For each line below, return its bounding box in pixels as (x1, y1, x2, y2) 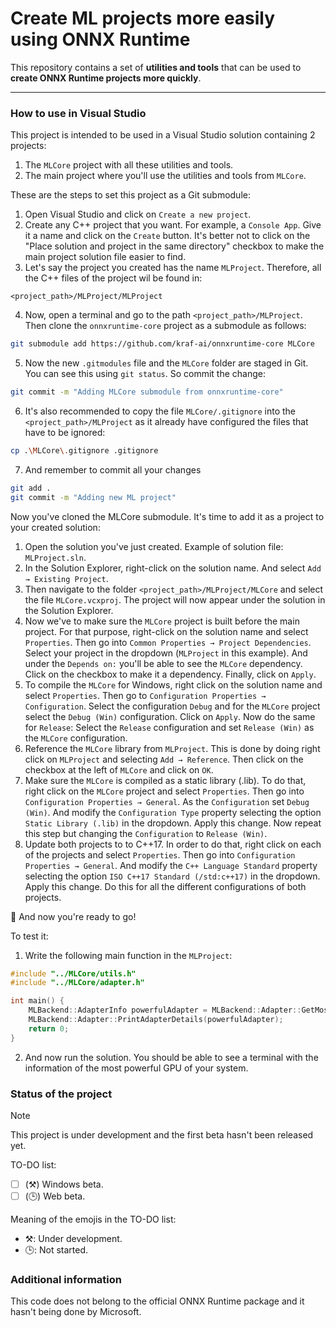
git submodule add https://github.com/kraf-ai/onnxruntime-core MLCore (10, 339, 315, 349)
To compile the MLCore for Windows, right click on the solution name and (24, 678, 323, 691)
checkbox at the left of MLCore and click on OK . (24, 763, 214, 776)
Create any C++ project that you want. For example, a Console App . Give (24, 219, 322, 231)
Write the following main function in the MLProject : (24, 949, 233, 961)
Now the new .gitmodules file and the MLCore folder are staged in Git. (24, 357, 309, 369)
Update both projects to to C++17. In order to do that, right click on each (24, 838, 322, 850)
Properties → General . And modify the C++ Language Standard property (24, 859, 318, 871)
